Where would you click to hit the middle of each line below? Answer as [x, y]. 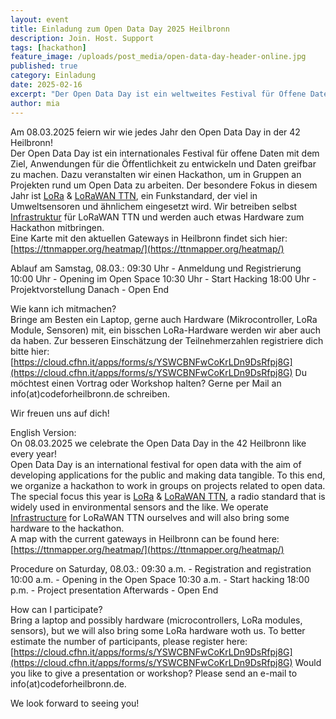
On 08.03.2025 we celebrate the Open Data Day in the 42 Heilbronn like [158, 443]
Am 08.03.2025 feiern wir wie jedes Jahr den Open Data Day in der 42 [155, 132]
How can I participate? [56, 609]
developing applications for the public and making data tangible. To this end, [168, 475]
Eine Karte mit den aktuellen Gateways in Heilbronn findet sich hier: [149, 238]
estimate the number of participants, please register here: [129, 641]
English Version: [43, 432]
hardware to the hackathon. [67, 528]
